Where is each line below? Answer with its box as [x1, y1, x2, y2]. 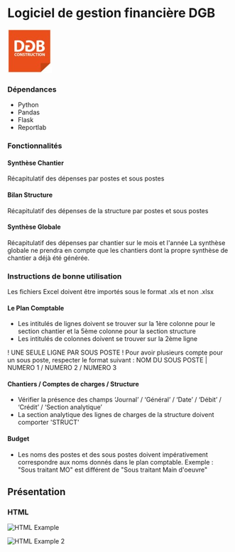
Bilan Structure [7, 190, 53, 199]
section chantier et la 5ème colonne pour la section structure [17, 327, 197, 335]
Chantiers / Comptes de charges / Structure [7, 379, 140, 388]
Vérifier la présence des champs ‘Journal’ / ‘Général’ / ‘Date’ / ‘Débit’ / [17, 396, 222, 404]
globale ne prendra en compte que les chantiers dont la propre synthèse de [7, 246, 229, 254]
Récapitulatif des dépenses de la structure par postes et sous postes [7, 206, 209, 215]
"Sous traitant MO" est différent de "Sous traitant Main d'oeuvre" [17, 465, 208, 474]
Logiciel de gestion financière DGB [7, 5, 215, 21]
